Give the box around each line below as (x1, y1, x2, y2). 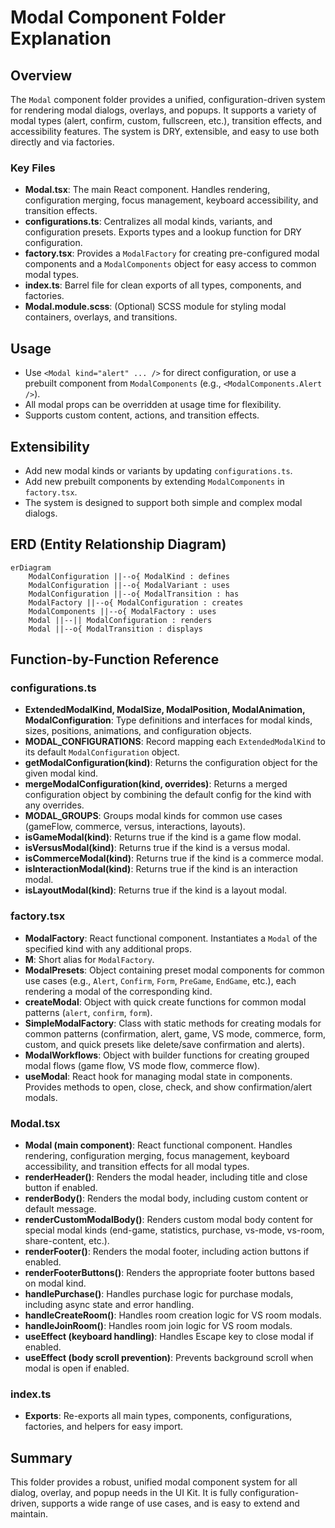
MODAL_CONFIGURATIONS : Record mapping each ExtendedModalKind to (24, 736, 326, 748)
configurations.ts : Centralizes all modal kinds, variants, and (24, 216, 273, 228)
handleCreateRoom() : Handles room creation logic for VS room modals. (24, 1309, 322, 1321)
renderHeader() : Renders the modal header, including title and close (24, 1171, 308, 1183)
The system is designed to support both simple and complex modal (24, 496, 303, 508)
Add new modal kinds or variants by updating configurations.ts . (24, 464, 293, 476)
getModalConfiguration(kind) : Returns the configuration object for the (24, 757, 318, 769)
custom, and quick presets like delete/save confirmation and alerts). (24, 1038, 306, 1050)
